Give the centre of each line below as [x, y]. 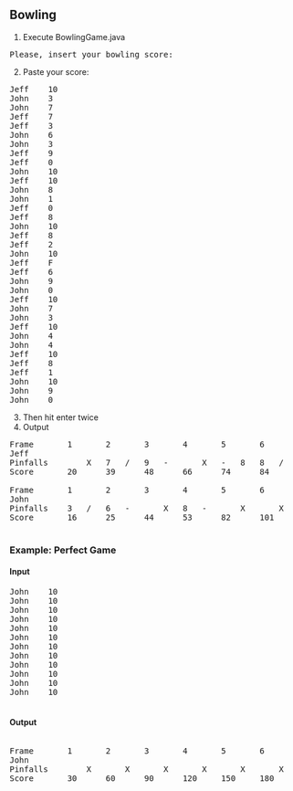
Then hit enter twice [60, 417]
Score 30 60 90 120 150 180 [142, 779]
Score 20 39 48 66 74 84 [140, 471]
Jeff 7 [31, 116]
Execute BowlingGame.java [74, 37]
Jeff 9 [31, 153]
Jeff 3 [31, 126]
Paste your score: [56, 71]
